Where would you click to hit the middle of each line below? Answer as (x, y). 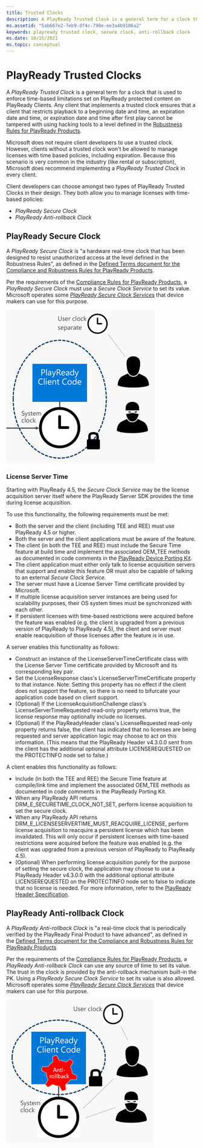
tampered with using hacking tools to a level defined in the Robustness (94, 124)
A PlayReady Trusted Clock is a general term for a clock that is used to (94, 92)
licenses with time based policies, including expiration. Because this (91, 155)
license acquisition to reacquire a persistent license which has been (99, 830)
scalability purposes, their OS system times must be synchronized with (103, 603)
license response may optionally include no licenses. (81, 717)
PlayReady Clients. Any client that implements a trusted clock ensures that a (101, 105)
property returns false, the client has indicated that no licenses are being (105, 730)
